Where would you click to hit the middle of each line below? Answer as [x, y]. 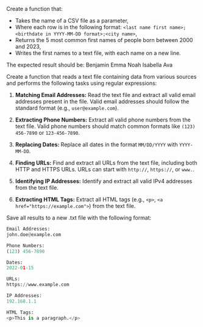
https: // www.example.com [38, 285]
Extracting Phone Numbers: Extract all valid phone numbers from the [103, 120]
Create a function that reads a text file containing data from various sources [101, 77]
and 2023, [28, 46]
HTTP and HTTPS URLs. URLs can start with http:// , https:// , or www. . [105, 169]
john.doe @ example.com [34, 234]
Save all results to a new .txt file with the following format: [79, 218]
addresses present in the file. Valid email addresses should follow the [102, 101]
